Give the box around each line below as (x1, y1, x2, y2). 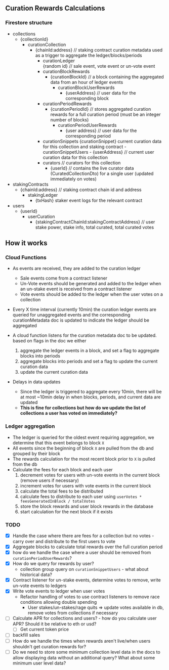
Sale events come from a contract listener (20, 275, 108, 281)
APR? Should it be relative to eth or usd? (12, 621, 97, 627)
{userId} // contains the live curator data (50, 165, 134, 171)
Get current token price (20, 627, 69, 633)
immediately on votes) (50, 175, 97, 182)
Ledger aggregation (5, 423, 55, 430)
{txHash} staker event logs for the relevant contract (35, 197, 143, 203)
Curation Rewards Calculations (5, 4, 105, 13)
